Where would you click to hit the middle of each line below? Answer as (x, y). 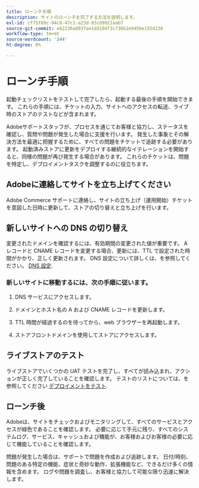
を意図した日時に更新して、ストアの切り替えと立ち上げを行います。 (89, 207)
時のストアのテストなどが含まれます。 (53, 114)
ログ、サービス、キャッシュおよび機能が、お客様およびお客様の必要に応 (105, 437)
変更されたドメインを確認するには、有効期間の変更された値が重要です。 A (97, 243)
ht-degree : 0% (24, 45)
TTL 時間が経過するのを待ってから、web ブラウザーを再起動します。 (99, 322)
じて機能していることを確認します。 (50, 444)
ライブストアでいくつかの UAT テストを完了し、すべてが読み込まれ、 (91, 371)
